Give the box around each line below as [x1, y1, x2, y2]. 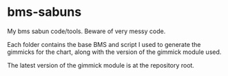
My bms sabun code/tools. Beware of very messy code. [7, 27, 166, 35]
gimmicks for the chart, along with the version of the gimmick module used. [7, 48, 222, 56]
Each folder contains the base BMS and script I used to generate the [7, 40, 201, 48]
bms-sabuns [7, 4, 82, 20]
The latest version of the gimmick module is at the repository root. [7, 61, 195, 69]
